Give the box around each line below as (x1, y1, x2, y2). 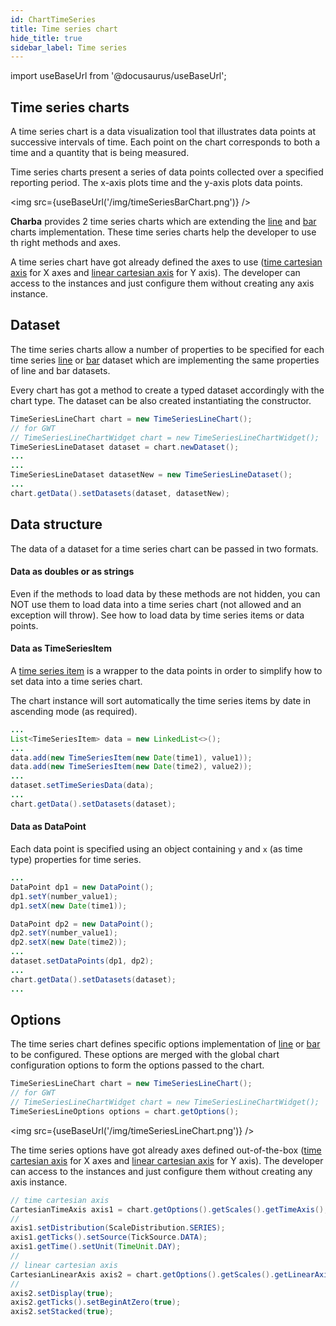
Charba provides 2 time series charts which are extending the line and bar (10, 216, 317, 228)
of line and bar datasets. (10, 364, 111, 376)
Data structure (10, 516, 103, 533)
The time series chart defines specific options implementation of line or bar (10, 1038, 321, 1050)
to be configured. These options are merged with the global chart (10, 1049, 280, 1061)
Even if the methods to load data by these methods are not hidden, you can (10, 587, 321, 600)
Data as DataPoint (10, 821, 87, 833)
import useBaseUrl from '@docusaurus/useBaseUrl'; (10, 70, 227, 82)
